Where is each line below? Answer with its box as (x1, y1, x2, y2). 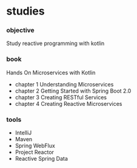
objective (6, 26, 35, 35)
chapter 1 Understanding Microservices (15, 80, 114, 88)
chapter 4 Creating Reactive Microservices (15, 100, 122, 107)
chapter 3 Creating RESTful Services (15, 93, 107, 101)
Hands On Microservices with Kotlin (6, 69, 96, 76)
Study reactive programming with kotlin (6, 40, 105, 47)
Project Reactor (15, 149, 55, 156)
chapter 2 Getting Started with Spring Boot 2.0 (15, 87, 132, 94)
